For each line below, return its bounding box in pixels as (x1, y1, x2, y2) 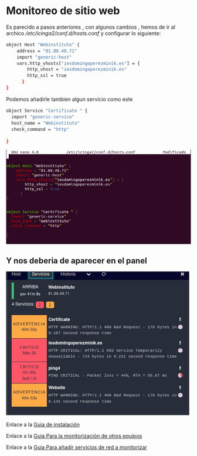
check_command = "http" (11, 126, 69, 132)
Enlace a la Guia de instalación (6, 421, 80, 428)
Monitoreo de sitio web (6, 4, 120, 18)
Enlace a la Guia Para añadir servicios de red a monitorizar (6, 444, 148, 451)
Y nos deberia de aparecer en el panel (6, 256, 148, 266)
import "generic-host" (16, 54, 72, 60)
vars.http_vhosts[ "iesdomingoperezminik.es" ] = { (16, 60, 141, 66)
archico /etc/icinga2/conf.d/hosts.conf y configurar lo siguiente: (6, 29, 161, 36)
